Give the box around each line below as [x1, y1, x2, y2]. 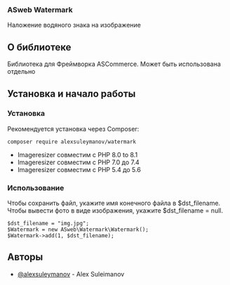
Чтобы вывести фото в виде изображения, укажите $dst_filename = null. [7, 206, 223, 215]
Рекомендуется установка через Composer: [7, 124, 140, 133]
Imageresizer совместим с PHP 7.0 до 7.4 [17, 158, 140, 166]
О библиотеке [7, 41, 72, 53]
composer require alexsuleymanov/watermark [7, 138, 137, 145]
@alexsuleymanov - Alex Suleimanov [17, 270, 125, 278]
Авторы [7, 251, 43, 263]
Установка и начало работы [7, 88, 136, 100]
